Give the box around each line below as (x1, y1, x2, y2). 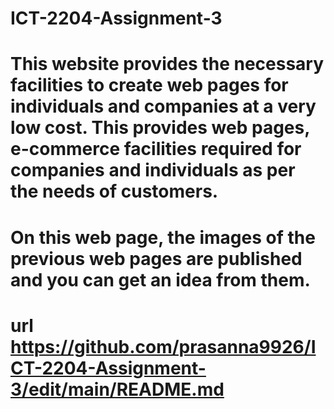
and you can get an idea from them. (10, 268, 311, 291)
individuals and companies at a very (10, 95, 317, 118)
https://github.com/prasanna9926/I (10, 335, 317, 358)
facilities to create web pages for (10, 74, 289, 97)
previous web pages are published (10, 247, 303, 270)
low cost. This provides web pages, (10, 117, 310, 139)
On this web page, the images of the (10, 226, 316, 249)
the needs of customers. (10, 180, 219, 203)
